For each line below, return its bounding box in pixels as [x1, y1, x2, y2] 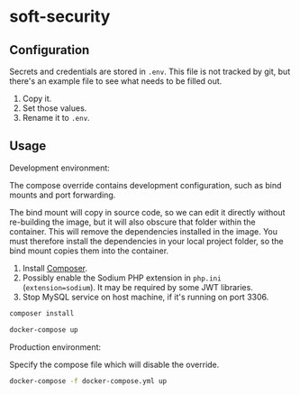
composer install [9, 308, 75, 317]
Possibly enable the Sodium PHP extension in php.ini [22, 272, 223, 283]
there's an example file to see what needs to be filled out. [9, 76, 223, 87]
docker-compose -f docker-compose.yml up [9, 376, 168, 385]
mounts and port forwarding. [9, 189, 116, 200]
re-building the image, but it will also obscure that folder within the [9, 216, 256, 227]
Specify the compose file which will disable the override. [9, 359, 220, 370]
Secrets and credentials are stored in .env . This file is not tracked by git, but [9, 66, 291, 77]
